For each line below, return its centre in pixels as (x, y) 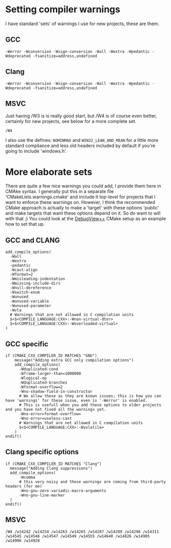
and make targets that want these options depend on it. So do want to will (83, 213)
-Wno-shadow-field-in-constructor (56, 391)
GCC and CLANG (33, 240)
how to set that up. (25, 224)
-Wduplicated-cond (38, 369)
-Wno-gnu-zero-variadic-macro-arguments (62, 491)
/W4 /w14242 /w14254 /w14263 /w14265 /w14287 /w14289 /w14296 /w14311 (82, 532)
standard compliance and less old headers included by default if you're (80, 146)
